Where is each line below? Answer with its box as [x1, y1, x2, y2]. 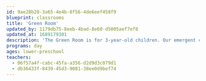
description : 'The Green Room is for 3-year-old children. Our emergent [6, 37, 196, 43]
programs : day [6, 43, 43, 49]
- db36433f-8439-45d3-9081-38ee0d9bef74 [12, 65, 116, 72]
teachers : [6, 54, 32, 60]
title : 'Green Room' [6, 20, 59, 26]
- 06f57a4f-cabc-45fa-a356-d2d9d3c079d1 [12, 60, 116, 66]
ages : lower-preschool [6, 49, 64, 55]
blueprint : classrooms [6, 15, 64, 21]
